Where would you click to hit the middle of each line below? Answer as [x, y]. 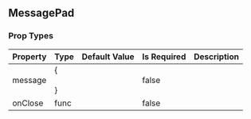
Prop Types [31, 36]
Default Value [108, 57]
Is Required [164, 57]
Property [29, 57]
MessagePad [41, 13]
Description [216, 57]
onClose [28, 103]
